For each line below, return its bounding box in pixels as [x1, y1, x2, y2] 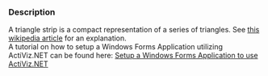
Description [8, 6, 56, 18]
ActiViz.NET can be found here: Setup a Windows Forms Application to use [8, 51, 258, 61]
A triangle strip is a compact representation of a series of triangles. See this [8, 25, 260, 35]
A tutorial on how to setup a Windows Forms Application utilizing [8, 42, 224, 52]
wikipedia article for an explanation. [8, 33, 127, 43]
